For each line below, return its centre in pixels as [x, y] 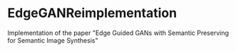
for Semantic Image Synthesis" [53, 40]
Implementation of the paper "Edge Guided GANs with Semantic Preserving [118, 33]
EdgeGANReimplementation [92, 13]
